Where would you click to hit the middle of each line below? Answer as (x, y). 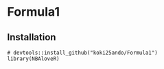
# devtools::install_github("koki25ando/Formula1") (82, 53)
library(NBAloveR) (33, 59)
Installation (32, 37)
